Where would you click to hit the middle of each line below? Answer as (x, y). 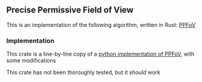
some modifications (31, 61)
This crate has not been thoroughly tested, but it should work (84, 72)
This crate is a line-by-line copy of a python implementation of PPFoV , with (100, 54)
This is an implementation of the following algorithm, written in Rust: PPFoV (101, 24)
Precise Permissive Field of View (70, 10)
